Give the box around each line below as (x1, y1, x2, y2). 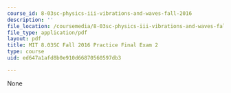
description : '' (7, 16, 54, 23)
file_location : (7, 23, 51, 29)
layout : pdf (7, 36, 41, 42)
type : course (7, 49, 45, 55)
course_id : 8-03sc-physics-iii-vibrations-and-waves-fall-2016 (7, 10, 192, 17)
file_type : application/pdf (7, 29, 88, 36)
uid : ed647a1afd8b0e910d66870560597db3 (7, 55, 122, 62)
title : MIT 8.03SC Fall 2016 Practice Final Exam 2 (7, 42, 158, 49)
